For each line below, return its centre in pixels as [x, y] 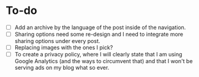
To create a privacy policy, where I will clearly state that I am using [98, 55]
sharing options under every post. [57, 41]
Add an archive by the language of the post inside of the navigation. [100, 27]
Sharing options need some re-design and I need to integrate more [99, 34]
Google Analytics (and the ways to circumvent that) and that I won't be [104, 61]
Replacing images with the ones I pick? [64, 48]
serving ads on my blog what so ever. [62, 68]
